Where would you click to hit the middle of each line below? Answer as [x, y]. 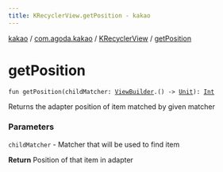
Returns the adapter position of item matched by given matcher [112, 106]
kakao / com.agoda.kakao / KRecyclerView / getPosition [100, 38]
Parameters [31, 127]
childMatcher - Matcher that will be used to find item [94, 144]
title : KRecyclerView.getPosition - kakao [79, 16]
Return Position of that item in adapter [71, 159]
